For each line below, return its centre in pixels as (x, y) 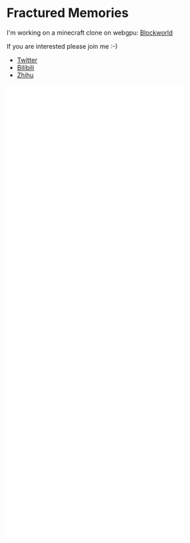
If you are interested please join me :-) (62, 46)
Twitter (27, 60)
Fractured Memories (67, 13)
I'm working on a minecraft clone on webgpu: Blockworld (90, 33)
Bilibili (25, 67)
